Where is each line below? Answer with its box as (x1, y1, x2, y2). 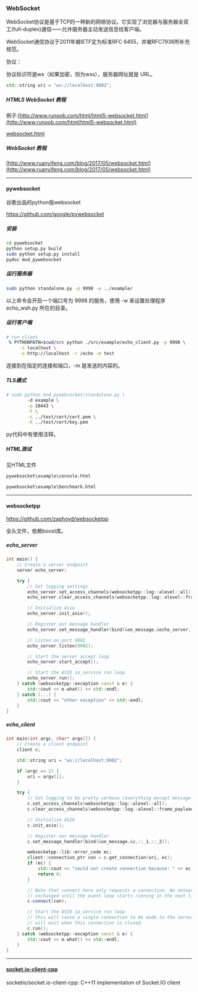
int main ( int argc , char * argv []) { (6, 736, 96, 742)
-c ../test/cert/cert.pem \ (27, 414, 96, 420)
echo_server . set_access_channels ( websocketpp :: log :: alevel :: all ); (27, 589, 194, 595)
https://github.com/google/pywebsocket (6, 211, 104, 218)
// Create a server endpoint (16, 562, 88, 568)
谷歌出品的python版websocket (6, 199, 81, 206)
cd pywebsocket (6, 240, 44, 246)
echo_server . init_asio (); (27, 610, 91, 617)
